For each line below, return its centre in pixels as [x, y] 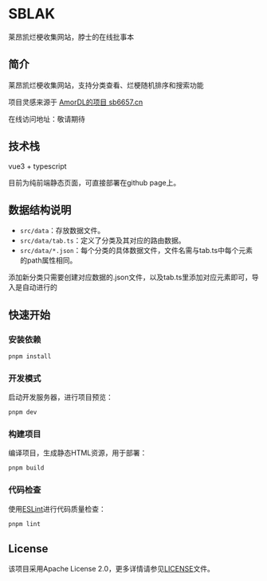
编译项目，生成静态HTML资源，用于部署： [78, 453]
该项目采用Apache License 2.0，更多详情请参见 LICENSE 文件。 [112, 569]
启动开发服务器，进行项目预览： [61, 397]
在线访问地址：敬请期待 [47, 119]
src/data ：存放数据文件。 [62, 231]
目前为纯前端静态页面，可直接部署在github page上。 [94, 182]
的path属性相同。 [48, 260]
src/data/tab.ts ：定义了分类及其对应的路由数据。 [102, 240]
